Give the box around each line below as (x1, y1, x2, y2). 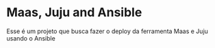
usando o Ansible (6, 34, 55, 42)
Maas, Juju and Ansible (6, 5, 142, 20)
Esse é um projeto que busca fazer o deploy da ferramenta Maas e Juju (6, 27, 208, 35)
